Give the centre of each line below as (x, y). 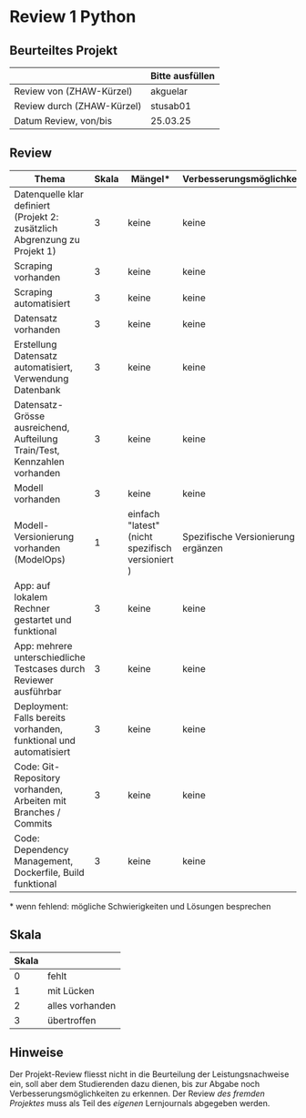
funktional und (45, 740)
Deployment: (41, 706)
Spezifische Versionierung (239, 536)
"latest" (143, 525)
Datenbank (37, 390)
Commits (33, 823)
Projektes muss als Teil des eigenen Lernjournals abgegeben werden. (140, 1103)
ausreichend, (42, 427)
